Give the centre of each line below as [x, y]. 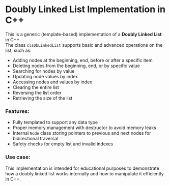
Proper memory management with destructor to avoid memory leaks [84, 128]
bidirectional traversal [35, 139]
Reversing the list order [37, 92]
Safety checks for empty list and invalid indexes [63, 144]
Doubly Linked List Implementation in [85, 9]
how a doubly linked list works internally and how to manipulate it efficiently [84, 173]
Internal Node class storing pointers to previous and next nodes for [82, 133]
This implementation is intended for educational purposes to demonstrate [82, 168]
